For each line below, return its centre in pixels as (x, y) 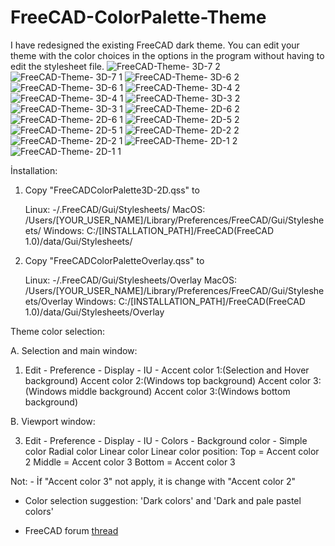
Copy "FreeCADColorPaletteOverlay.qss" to (114, 260)
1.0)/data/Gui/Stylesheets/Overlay (94, 312)
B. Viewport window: (53, 421)
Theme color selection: (57, 331)
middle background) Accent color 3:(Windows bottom (179, 391)
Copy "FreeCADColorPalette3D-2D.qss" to (112, 190)
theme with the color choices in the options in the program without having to (167, 55)
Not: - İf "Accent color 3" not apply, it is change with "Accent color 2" (153, 481)
